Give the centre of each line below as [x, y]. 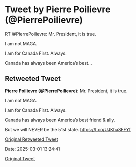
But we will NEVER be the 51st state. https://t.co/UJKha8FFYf [68, 129]
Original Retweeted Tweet [32, 139]
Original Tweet [20, 158]
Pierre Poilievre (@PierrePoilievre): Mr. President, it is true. [66, 91]
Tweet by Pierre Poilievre [58, 9]
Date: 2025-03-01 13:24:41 [33, 149]
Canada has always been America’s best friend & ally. [60, 120]
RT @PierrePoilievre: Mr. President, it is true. [51, 34]
